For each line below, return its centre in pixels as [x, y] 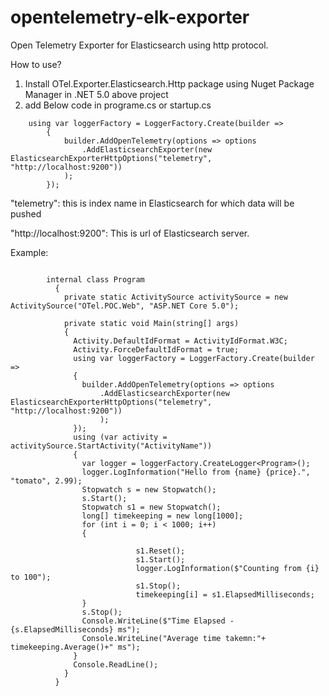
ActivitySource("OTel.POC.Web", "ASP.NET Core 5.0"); [125, 306]
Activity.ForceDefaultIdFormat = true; [156, 349]
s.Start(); [104, 498]
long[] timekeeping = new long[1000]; [162, 516]
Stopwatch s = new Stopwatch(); [149, 489]
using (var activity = [120, 437]
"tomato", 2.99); [46, 481]
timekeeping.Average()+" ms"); [75, 647]
